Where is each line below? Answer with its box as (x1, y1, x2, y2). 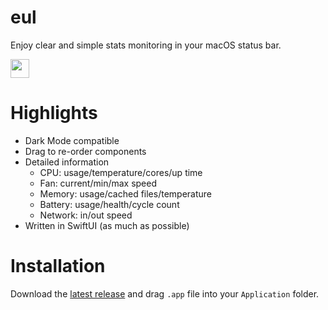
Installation (10, 255, 106, 278)
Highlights (10, 102, 98, 125)
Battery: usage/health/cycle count (39, 198, 180, 210)
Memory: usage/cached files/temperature (39, 187, 213, 200)
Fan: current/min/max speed (39, 177, 158, 189)
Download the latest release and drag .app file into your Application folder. (10, 287, 320, 300)
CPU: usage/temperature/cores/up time (39, 166, 203, 178)
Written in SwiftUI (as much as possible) (24, 219, 190, 231)
